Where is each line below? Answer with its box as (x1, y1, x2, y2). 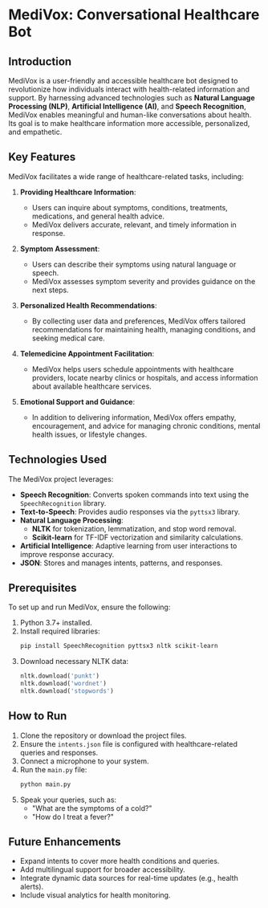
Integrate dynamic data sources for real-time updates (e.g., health (19, 873, 238, 883)
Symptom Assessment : (19, 243, 100, 254)
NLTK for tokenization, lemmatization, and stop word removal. (31, 523, 237, 533)
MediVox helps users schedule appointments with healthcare (31, 364, 234, 374)
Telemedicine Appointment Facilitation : (19, 348, 155, 358)
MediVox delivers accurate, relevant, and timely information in (31, 219, 237, 230)
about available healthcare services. (31, 381, 152, 391)
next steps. (31, 285, 70, 295)
